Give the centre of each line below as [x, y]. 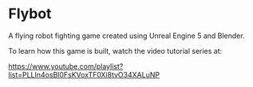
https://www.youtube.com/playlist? [66, 66]
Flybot [30, 14]
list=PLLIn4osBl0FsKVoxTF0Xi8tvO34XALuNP [84, 74]
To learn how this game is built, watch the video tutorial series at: [115, 51]
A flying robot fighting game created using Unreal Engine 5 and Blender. [126, 36]
